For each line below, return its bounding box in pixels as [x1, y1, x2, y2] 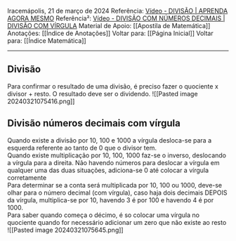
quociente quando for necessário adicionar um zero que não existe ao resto [7, 218, 227, 226]
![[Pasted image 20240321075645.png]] [7, 226, 124, 234]
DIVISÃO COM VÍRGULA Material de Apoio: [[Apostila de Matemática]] [7, 22, 211, 30]
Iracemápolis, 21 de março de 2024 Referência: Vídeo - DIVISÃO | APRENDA [7, 7, 228, 15]
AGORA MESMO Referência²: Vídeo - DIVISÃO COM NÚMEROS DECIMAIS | [7, 14, 225, 22]
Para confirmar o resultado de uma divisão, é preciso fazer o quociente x [7, 82, 219, 91]
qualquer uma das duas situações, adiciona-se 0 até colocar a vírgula [7, 166, 209, 174]
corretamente [7, 173, 47, 182]
